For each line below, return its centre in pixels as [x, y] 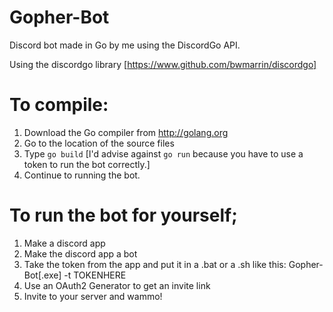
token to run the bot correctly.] [87, 164]
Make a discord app [64, 243]
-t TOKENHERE [95, 275]
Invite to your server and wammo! [93, 296]
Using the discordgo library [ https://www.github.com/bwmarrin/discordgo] [163, 64]
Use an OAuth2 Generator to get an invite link [117, 285]
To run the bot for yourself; [123, 215]
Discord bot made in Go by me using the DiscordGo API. [125, 45]
